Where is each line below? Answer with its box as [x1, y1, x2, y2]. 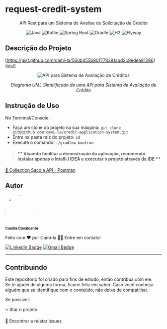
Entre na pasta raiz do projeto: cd [12, 134, 81, 140]
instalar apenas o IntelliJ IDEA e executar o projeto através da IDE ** [17, 156, 161, 162]
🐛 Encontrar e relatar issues [5, 318, 62, 324]
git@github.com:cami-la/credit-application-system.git [12, 129, 129, 135]
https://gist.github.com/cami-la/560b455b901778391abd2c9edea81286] [6, 57, 156, 63]
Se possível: [5, 297, 30, 303]
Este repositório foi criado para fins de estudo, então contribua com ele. [5, 276, 153, 282]
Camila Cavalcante [5, 225, 38, 231]
